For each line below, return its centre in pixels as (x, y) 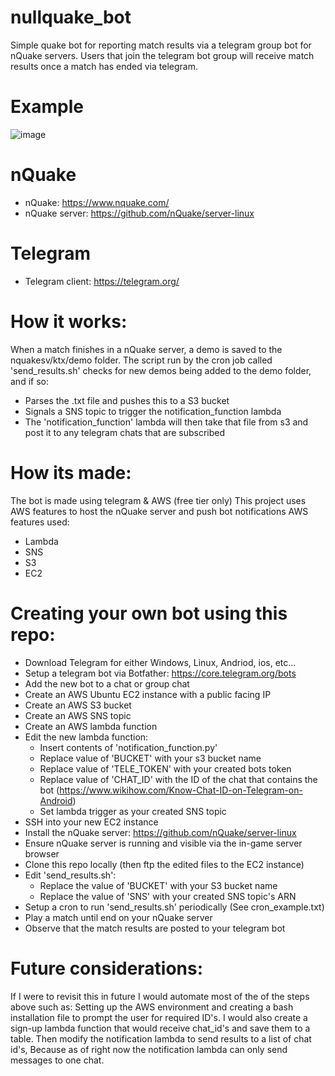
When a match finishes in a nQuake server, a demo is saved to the (146, 349)
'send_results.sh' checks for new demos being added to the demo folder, (161, 370)
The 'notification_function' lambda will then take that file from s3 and (166, 422)
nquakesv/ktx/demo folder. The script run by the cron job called (141, 360)
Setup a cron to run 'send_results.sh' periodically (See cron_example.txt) (174, 907)
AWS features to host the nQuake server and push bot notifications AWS (159, 511)
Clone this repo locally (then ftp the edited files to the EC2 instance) (164, 864)
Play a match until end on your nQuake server (118, 917)
